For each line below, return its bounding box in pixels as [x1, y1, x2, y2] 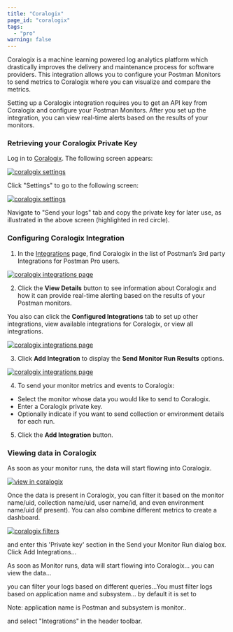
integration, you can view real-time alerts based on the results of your [7, 113, 209, 122]
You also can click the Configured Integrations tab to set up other [7, 312, 198, 320]
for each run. [17, 417, 55, 425]
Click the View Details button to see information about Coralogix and [17, 284, 217, 292]
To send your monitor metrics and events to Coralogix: [17, 381, 175, 389]
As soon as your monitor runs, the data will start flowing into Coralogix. [7, 464, 212, 473]
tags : [7, 23, 23, 30]
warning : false [7, 36, 52, 43]
